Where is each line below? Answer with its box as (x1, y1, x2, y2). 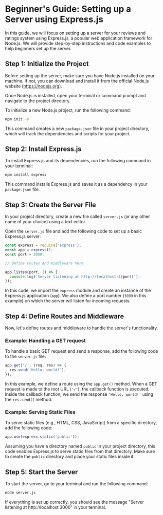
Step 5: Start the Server (5, 468, 78, 476)
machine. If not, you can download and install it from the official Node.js (5, 78, 149, 84)
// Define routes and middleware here (5, 260, 84, 266)
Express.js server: (5, 234, 41, 239)
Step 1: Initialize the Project (5, 60, 89, 68)
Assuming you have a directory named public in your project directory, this (5, 443, 156, 449)
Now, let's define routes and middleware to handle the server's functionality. (5, 325, 158, 331)
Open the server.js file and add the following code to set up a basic (5, 228, 142, 234)
